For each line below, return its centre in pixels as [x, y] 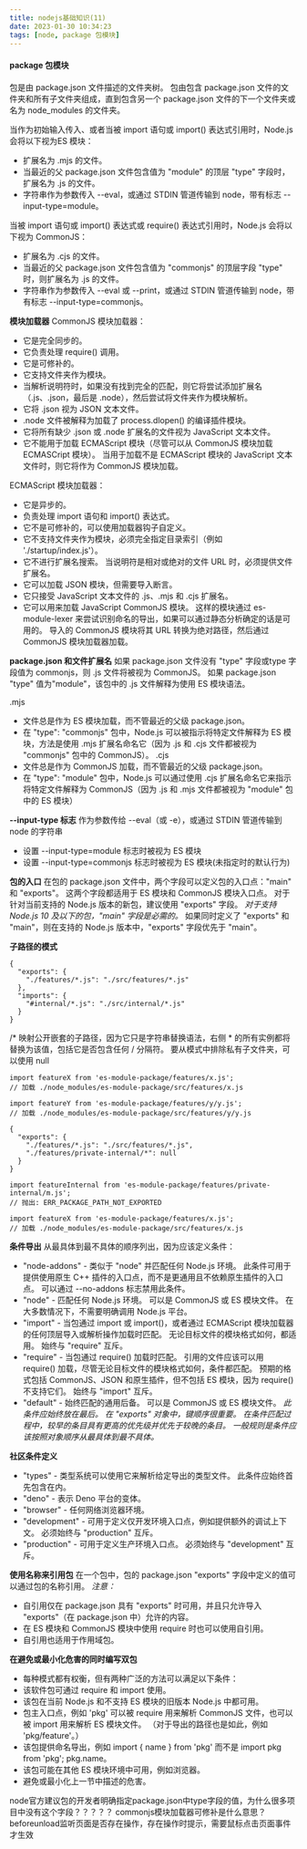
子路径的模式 [33, 946]
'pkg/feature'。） [53, 1735]
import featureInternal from [65, 1185]
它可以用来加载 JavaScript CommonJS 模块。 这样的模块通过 [137, 607]
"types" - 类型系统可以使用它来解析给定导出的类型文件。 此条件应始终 [153, 1475]
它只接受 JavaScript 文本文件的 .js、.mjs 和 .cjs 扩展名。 [128, 596]
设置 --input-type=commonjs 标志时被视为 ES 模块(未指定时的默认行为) [156, 862]
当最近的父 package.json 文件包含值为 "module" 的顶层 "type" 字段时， [156, 171]
